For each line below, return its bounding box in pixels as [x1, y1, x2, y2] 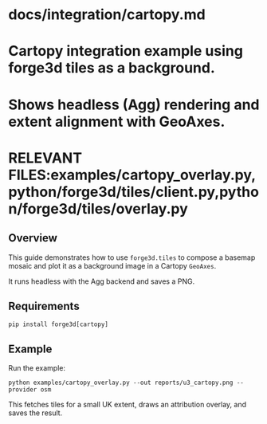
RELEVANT [8, 149, 82, 167]
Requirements [8, 299, 80, 312]
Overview [8, 231, 58, 245]
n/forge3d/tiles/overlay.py [8, 199, 189, 218]
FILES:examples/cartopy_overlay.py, [8, 166, 257, 184]
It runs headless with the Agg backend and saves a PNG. [8, 277, 195, 286]
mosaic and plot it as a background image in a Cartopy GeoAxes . [8, 261, 217, 270]
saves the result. [8, 408, 63, 418]
